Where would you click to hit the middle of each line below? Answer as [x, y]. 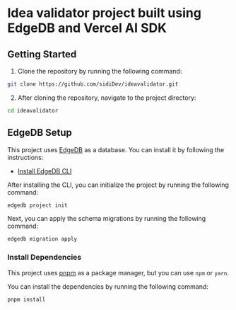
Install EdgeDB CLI [45, 171]
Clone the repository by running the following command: [100, 71]
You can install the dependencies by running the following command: [108, 286]
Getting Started [42, 54]
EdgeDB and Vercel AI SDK [87, 28]
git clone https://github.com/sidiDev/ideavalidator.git [93, 84]
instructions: [25, 157]
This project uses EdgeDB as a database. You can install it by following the [116, 149]
